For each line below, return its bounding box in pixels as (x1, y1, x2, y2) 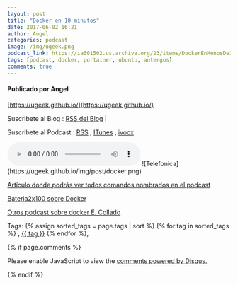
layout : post (7, 10, 46, 18)
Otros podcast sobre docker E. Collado (7, 208, 121, 216)
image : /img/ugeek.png (7, 43, 74, 50)
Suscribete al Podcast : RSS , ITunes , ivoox (7, 128, 135, 136)
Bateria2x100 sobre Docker (7, 194, 87, 202)
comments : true (7, 63, 52, 70)
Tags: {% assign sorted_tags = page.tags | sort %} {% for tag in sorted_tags (7, 221, 229, 230)
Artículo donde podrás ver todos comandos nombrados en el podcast (7, 180, 211, 189)
